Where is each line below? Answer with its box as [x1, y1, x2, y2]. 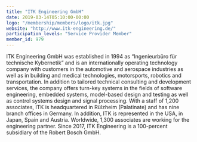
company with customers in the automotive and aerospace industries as [6, 66, 184, 72]
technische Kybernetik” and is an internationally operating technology [6, 59, 178, 66]
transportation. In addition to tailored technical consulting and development [6, 78, 192, 85]
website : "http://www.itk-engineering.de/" [6, 25, 116, 32]
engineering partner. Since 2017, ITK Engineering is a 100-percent [6, 123, 168, 129]
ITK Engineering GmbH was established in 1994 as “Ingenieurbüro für [6, 53, 177, 60]
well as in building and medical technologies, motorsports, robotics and [6, 72, 182, 79]
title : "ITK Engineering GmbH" [6, 8, 84, 15]
